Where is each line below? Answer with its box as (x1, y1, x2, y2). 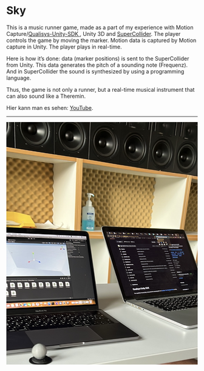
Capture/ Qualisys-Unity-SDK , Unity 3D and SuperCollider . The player (6, 30, 181, 37)
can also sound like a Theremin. (6, 92, 86, 100)
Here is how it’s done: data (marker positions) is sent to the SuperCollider (6, 55, 189, 62)
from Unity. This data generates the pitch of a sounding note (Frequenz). (6, 61, 188, 69)
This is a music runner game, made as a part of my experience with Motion (6, 24, 194, 31)
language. (6, 74, 32, 81)
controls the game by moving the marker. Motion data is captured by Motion (6, 36, 197, 44)
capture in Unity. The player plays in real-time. (6, 43, 123, 50)
